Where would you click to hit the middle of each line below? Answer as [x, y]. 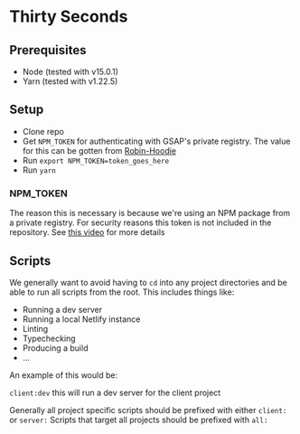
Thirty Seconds [69, 17]
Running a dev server [62, 309]
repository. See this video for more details [87, 232]
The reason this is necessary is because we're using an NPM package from [150, 213]
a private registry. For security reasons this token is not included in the [141, 222]
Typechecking [49, 338]
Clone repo [43, 131]
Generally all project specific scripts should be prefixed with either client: [148, 410]
